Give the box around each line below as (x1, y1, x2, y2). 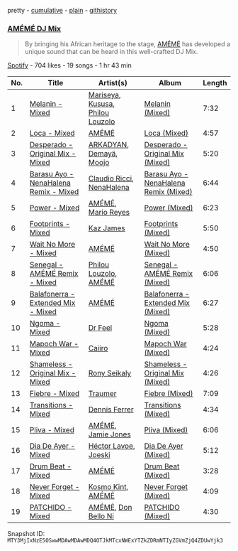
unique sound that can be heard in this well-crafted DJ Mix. (24, 48, 198, 56)
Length (203, 78, 227, 88)
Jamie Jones (88, 429, 131, 439)
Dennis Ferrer (88, 405, 134, 414)
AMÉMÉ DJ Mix (7, 23, 62, 33)
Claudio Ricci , (88, 173, 135, 183)
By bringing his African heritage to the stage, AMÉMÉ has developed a (24, 40, 231, 48)
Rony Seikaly (88, 368, 132, 378)
